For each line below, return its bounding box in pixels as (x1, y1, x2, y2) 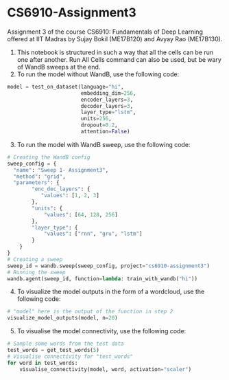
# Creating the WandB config (7, 153, 91, 161)
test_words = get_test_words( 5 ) (7, 347, 99, 354)
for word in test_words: (7, 359, 78, 366)
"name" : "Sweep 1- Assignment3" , (13, 166, 109, 173)
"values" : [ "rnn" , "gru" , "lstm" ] (43, 230, 143, 238)
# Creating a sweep (7, 256, 63, 262)
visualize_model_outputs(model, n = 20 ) (7, 315, 118, 322)
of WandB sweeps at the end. (16, 63, 101, 71)
